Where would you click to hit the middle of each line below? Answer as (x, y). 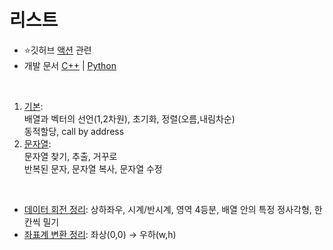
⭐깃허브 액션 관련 (57, 50)
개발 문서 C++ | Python (70, 65)
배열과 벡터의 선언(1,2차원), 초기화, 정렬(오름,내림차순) (129, 118)
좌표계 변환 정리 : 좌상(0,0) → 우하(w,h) (100, 234)
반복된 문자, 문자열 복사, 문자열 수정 (93, 168)
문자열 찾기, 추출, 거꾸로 (70, 156)
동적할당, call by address (74, 131)
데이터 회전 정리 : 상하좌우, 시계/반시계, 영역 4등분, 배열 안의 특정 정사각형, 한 (173, 209)
